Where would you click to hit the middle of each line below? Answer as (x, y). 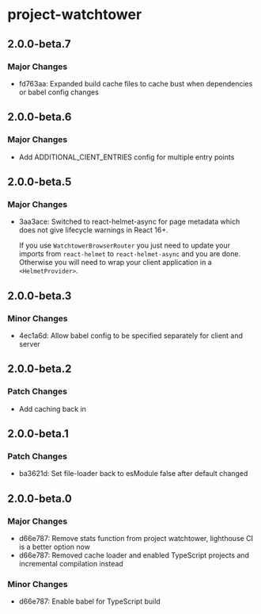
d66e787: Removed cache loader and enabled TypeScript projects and (134, 555)
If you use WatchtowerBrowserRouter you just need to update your (125, 246)
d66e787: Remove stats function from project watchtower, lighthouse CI (136, 538)
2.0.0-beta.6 (40, 117)
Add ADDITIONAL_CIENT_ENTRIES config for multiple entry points (127, 157)
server (29, 343)
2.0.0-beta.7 (39, 44)
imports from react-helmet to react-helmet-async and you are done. (130, 254)
